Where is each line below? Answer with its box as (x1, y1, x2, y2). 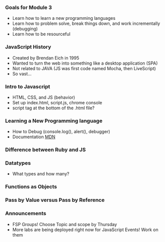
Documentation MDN (12, 134, 55, 140)
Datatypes (5, 160, 31, 166)
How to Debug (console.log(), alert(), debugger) (12, 129, 110, 135)
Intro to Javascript (5, 83, 51, 90)
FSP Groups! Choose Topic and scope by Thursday (12, 221, 117, 227)
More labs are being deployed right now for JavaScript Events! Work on (12, 227, 159, 233)
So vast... (12, 71, 32, 77)
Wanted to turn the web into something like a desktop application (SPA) (12, 60, 158, 66)
